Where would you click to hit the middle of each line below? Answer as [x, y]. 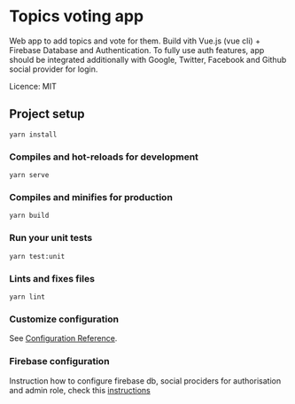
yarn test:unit [37, 256]
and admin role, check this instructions [80, 390]
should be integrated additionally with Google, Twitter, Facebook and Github [148, 59]
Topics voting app [77, 16]
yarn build [29, 216]
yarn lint [27, 297]
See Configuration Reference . [63, 338]
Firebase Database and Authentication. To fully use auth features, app [137, 50]
